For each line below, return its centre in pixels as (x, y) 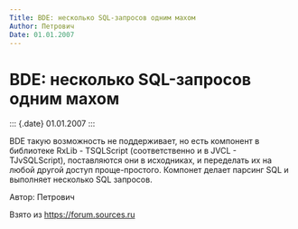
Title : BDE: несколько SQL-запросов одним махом (102, 18)
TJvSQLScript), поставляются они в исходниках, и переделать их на (141, 160)
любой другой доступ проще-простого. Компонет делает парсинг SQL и (149, 170)
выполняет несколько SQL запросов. (81, 180)
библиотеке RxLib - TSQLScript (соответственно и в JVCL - (123, 151)
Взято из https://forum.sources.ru (72, 215)
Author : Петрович (42, 26)
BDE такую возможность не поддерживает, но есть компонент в (135, 141)
